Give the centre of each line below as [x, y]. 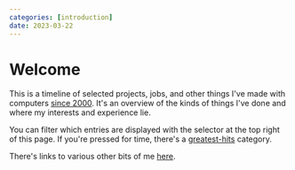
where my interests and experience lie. [80, 112]
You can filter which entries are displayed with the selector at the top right [144, 130]
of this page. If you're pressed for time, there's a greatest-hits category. [141, 139]
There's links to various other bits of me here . [92, 157]
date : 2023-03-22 [41, 26]
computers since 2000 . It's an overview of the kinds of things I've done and [147, 104]
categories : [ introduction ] [61, 17]
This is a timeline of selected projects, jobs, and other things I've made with [147, 94]
